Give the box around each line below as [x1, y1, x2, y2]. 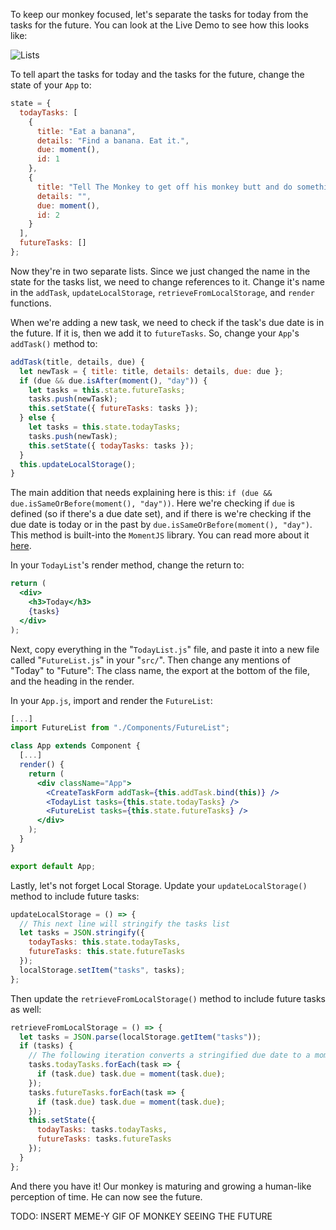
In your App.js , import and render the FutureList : [10, 694, 213, 706]
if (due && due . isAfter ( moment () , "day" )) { [19, 375, 208, 386]
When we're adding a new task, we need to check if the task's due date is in [10, 316, 325, 328]
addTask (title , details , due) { [10, 357, 145, 367]
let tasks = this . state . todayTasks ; [28, 422, 182, 432]
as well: [10, 1003, 42, 1015]
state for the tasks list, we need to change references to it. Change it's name [10, 275, 325, 288]
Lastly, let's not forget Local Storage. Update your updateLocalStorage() [10, 879, 308, 891]
